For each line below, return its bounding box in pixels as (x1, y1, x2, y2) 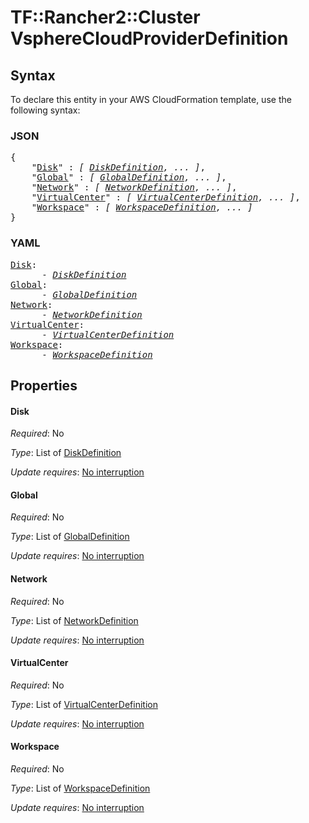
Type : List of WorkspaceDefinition (10, 782, 151, 794)
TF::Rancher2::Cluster (10, 6, 201, 29)
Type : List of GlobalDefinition (10, 531, 130, 543)
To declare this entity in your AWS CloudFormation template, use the (10, 94, 292, 105)
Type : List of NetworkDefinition (10, 614, 139, 626)
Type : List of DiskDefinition (10, 447, 122, 459)
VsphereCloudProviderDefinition (10, 27, 289, 50)
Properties (10, 377, 78, 394)
